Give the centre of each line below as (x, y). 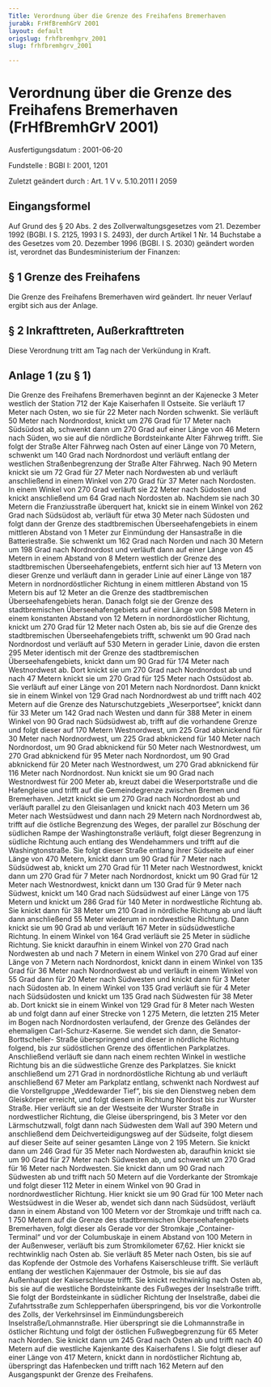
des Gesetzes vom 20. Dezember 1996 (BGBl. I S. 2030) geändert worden (131, 243)
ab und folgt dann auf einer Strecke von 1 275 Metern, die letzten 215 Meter (134, 1014)
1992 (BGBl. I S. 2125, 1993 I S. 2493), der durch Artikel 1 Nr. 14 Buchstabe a (135, 235)
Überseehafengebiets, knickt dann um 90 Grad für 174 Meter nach (119, 662)
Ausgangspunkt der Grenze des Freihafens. (81, 1375)
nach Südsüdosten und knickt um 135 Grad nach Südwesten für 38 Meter (131, 996)
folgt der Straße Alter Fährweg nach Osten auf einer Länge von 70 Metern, (132, 446)
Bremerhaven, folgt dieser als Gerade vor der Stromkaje (102, 1228)
